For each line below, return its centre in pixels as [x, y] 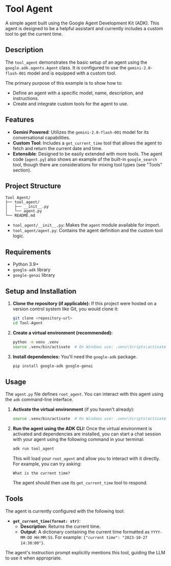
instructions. [26, 98]
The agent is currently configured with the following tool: [65, 511]
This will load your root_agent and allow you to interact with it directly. [86, 458]
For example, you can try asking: [47, 464]
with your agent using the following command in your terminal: [78, 439]
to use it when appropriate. [34, 558]
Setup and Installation [41, 291]
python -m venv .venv [35, 342]
